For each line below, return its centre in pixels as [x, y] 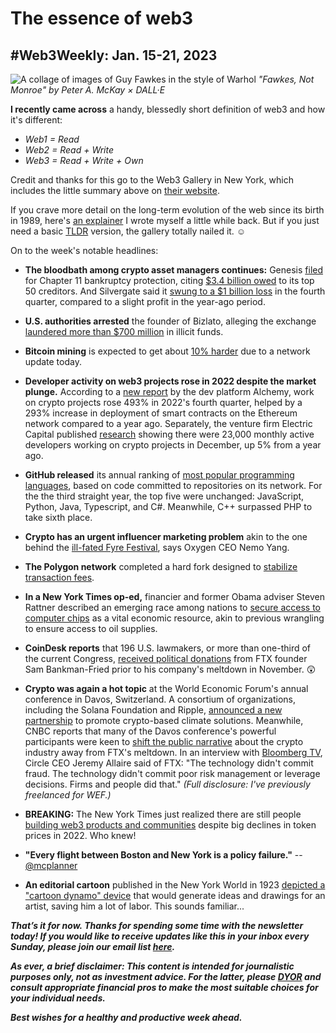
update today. [53, 361]
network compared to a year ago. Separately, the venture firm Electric [168, 423]
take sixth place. [58, 517]
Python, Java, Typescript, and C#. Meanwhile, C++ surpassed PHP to [168, 506]
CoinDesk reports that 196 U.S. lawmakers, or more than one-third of [168, 648]
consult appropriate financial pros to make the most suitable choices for [164, 987]
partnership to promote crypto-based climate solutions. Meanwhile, [164, 720]
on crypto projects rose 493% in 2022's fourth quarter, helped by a [163, 402]
